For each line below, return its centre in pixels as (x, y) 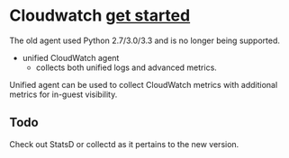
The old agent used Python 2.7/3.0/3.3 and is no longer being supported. (145, 40)
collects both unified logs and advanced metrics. (126, 67)
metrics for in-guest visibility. (63, 94)
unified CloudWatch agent (71, 57)
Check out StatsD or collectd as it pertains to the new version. (124, 144)
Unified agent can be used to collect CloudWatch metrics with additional (144, 84)
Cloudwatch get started (100, 16)
